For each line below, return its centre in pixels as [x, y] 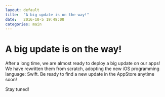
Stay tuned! [17, 89]
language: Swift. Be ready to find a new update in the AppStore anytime [80, 74]
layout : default [22, 10]
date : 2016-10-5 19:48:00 [35, 19]
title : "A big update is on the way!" [47, 15]
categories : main [24, 24]
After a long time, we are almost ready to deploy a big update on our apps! [83, 63]
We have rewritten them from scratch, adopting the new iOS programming [82, 69]
